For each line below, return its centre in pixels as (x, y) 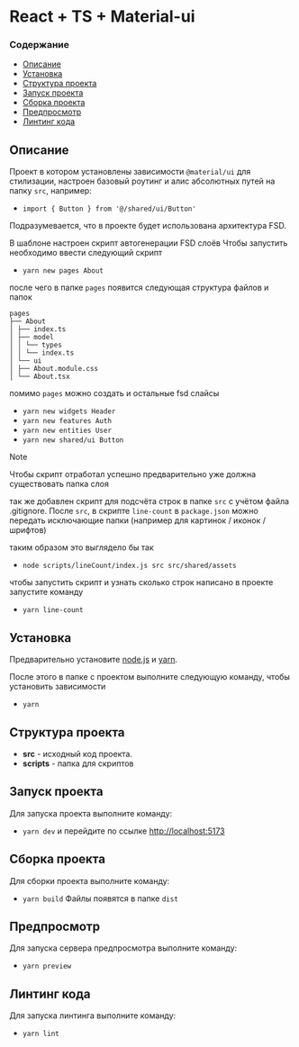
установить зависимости (58, 687)
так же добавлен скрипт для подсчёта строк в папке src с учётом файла (149, 501)
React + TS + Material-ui (102, 17)
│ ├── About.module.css (54, 369)
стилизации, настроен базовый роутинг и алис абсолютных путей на (142, 181)
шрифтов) (28, 530)
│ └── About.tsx (40, 377)
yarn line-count (53, 610)
